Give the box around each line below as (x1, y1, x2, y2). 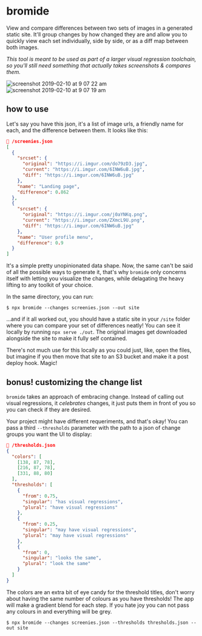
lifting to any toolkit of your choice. (6, 281, 93, 289)
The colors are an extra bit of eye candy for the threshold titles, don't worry (6, 588, 195, 595)
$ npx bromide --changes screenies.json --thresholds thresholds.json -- (6, 620, 197, 626)
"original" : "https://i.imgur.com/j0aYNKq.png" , (22, 212, 148, 218)
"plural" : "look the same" (22, 561, 91, 567)
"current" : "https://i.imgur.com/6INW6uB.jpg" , (22, 167, 146, 173)
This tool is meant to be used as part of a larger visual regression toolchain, (6, 55, 197, 62)
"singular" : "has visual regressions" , (22, 498, 123, 504)
